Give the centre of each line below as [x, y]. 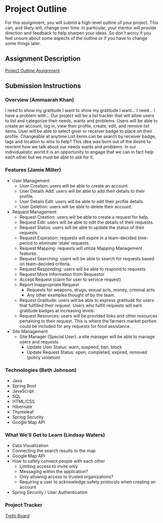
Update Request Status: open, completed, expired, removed [87, 352]
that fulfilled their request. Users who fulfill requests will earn [81, 305]
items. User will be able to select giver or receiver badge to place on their [79, 131]
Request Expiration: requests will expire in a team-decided [78, 238]
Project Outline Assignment [32, 70]
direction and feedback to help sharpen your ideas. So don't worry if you [78, 33]
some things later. [23, 43]
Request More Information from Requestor [62, 274]
